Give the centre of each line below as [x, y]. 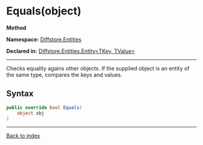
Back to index [23, 136]
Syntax [20, 94]
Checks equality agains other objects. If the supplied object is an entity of [98, 68]
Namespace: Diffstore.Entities [44, 39]
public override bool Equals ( [44, 107]
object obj [31, 113]
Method [16, 28]
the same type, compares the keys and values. [64, 75]
